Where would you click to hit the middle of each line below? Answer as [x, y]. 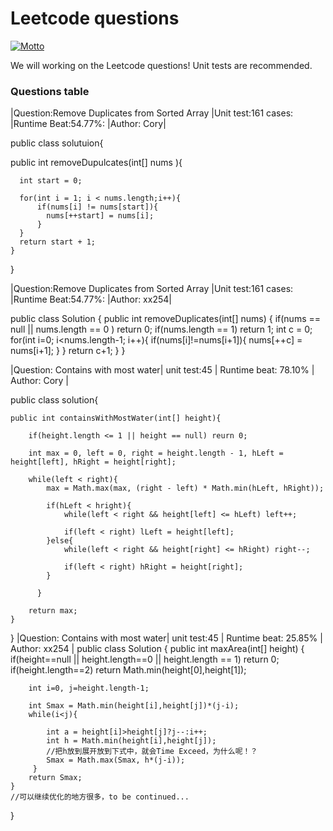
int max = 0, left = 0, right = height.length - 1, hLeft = [156, 453]
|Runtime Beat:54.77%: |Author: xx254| [91, 299]
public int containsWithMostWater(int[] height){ [116, 418]
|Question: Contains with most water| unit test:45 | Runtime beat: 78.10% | [162, 370]
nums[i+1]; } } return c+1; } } [68, 351]
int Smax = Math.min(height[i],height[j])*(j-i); [134, 706]
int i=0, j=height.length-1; [89, 688]
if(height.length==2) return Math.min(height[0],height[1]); [128, 670]
